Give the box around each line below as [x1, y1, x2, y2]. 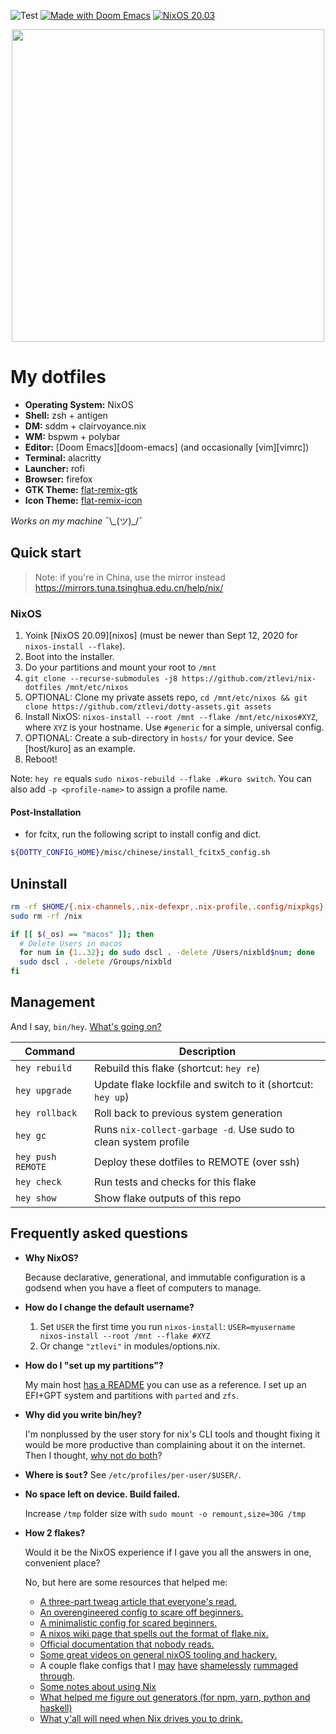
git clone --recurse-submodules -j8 [24, 674, 178, 684]
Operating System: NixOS [24, 398, 134, 410]
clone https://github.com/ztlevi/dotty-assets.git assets [24, 702, 272, 712]
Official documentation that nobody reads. [39, 1638, 215, 1650]
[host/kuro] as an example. [24, 743, 136, 755]
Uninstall [10, 875, 68, 892]
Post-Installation [10, 806, 82, 818]
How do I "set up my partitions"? [24, 1359, 164, 1371]
